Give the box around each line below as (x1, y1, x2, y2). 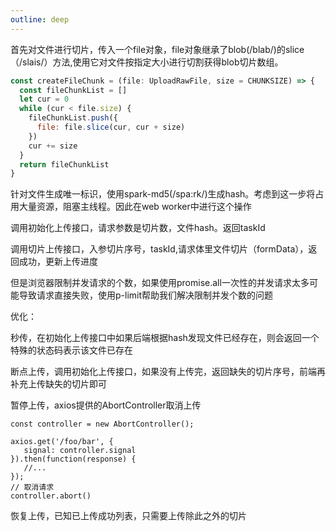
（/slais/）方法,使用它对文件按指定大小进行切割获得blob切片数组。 (10, 56, 284, 68)
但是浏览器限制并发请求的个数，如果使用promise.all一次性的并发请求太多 (10, 277, 310, 289)
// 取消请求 (10, 482, 55, 493)
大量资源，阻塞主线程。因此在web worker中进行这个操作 (18, 201, 252, 213)
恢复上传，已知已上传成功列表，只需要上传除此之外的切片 (10, 510, 247, 522)
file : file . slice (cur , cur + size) (36, 122, 186, 132)
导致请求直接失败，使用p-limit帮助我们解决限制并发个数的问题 (18, 289, 274, 301)
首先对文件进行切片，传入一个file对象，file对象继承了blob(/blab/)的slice (10, 43, 305, 55)
